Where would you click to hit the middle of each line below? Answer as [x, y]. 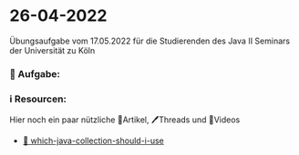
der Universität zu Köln [52, 50]
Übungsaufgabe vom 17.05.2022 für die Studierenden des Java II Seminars [149, 41]
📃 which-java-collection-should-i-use [93, 140]
